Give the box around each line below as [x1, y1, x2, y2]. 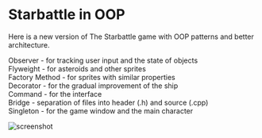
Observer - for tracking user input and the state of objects [8, 56, 198, 65]
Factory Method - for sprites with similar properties [8, 72, 176, 82]
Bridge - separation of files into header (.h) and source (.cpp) [8, 98, 209, 107]
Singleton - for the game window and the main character [8, 105, 194, 116]
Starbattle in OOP [8, 6, 125, 24]
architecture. [8, 40, 50, 49]
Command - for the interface [8, 89, 102, 98]
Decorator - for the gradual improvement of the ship [8, 81, 179, 90]
